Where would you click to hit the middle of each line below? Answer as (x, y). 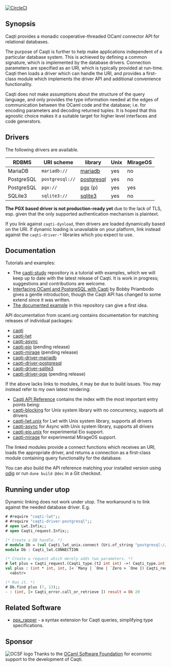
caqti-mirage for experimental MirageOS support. (65, 438)
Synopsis (20, 24)
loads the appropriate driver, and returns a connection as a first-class (78, 453)
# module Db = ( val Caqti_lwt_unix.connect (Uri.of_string (69, 545)
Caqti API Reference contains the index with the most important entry (85, 399)
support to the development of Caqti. (44, 659)
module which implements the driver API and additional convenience (89, 79)
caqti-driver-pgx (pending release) (49, 374)
